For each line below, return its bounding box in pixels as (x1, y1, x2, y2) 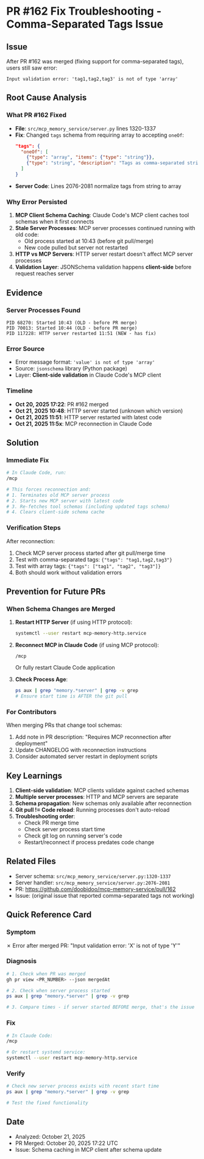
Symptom (6, 928, 36, 936)
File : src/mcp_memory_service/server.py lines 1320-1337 (15, 125, 157, 132)
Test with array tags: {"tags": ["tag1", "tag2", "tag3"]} (15, 562, 161, 569)
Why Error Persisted (6, 197, 68, 206)
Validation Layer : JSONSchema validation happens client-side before (15, 264, 192, 271)
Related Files (6, 856, 57, 867)
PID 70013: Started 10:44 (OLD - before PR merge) (6, 325, 138, 331)
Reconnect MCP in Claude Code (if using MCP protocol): (15, 641, 160, 649)
